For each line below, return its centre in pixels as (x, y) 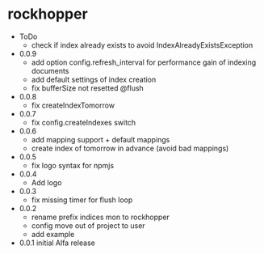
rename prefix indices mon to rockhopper (101, 217)
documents (50, 70)
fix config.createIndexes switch (84, 122)
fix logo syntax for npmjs (73, 165)
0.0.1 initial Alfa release (57, 243)
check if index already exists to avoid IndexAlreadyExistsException (142, 44)
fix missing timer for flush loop (82, 200)
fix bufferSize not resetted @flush (88, 88)
